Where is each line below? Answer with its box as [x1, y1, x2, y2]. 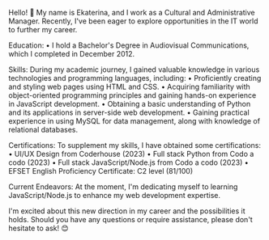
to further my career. [8, 25, 78, 34]
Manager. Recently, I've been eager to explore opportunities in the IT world [8, 16, 258, 26]
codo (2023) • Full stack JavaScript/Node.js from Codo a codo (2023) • [8, 158, 249, 167]
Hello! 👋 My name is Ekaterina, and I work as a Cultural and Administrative [8, 8, 255, 17]
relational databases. [8, 125, 79, 134]
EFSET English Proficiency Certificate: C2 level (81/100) [8, 166, 194, 175]
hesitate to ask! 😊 [8, 223, 69, 233]
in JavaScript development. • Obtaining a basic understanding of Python [8, 99, 251, 108]
